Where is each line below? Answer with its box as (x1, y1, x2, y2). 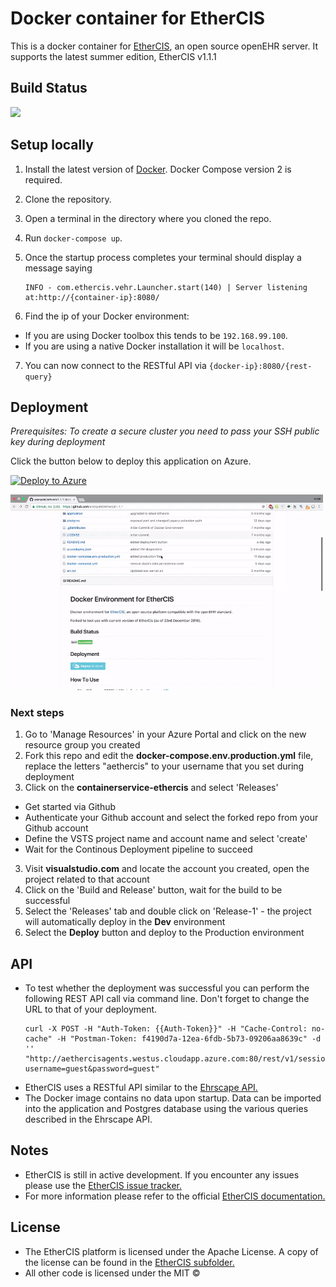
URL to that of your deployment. (24, 1003, 158, 1015)
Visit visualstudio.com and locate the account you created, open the (24, 863, 310, 875)
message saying (24, 262, 93, 274)
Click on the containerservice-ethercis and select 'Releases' (24, 782, 279, 794)
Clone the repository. (24, 193, 112, 205)
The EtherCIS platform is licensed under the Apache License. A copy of (24, 1245, 319, 1257)
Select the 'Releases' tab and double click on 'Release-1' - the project (24, 905, 312, 917)
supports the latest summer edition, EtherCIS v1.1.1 (10, 50, 217, 62)
